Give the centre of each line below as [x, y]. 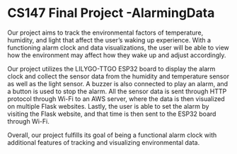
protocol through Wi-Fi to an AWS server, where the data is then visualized [116, 99]
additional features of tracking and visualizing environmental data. [104, 142]
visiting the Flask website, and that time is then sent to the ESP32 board [112, 114]
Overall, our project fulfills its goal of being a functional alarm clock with [112, 135]
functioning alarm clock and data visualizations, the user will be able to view [118, 47]
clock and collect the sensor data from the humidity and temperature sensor [118, 76]
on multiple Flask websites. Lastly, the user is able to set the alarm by [108, 106]
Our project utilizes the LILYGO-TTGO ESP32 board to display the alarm [111, 69]
